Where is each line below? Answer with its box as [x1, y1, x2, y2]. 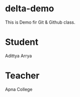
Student [5, 36, 39, 48]
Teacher [5, 70, 40, 81]
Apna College [5, 86, 33, 92]
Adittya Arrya [5, 53, 32, 59]
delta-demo [5, 3, 54, 14]
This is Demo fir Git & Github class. [5, 19, 76, 25]
